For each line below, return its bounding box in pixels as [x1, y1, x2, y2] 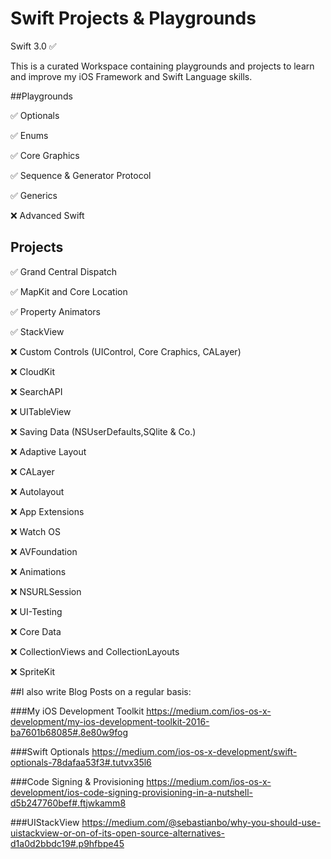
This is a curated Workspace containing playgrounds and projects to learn [10, 60, 315, 72]
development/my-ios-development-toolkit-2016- [10, 715, 210, 727]
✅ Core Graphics [10, 149, 80, 161]
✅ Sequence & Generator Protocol [10, 169, 152, 181]
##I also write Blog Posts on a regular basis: [10, 685, 192, 697]
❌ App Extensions [10, 505, 85, 517]
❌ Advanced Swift [10, 209, 85, 221]
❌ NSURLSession [10, 585, 82, 597]
